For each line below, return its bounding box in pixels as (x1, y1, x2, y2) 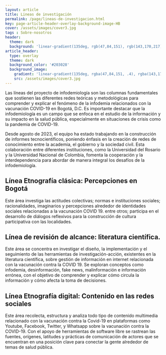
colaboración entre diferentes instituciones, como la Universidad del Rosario (5, 146, 161, 152)
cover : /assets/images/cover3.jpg (5, 26, 77, 31)
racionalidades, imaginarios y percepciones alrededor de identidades (5, 203, 146, 209)
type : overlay (9, 53, 39, 58)
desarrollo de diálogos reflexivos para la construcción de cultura (5, 213, 137, 219)
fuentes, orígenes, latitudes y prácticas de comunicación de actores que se (5, 334, 159, 340)
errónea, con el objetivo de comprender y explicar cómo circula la (5, 272, 139, 278)
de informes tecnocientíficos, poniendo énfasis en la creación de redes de (5, 136, 157, 142)
